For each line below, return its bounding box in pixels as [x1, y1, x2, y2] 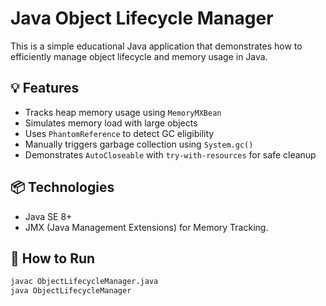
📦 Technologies [10, 179, 115, 196]
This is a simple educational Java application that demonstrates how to [10, 40, 303, 52]
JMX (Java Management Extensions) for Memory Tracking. [24, 221, 269, 233]
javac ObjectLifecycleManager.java [10, 277, 159, 287]
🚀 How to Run [10, 250, 96, 267]
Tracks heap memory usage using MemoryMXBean [24, 106, 222, 118]
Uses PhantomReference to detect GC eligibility [24, 127, 215, 139]
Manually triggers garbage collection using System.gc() [24, 138, 254, 150]
